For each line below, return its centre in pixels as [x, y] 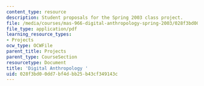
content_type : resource [36, 12]
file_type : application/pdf [42, 29]
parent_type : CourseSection [42, 57]
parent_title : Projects [36, 51]
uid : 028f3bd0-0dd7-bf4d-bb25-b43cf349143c [62, 74]
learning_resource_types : [39, 35]
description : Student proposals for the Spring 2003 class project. [95, 18]
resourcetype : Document [36, 62]
